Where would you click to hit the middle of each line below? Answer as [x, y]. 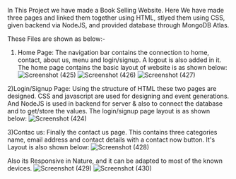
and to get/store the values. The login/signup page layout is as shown [109, 111]
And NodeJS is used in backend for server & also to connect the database [115, 104]
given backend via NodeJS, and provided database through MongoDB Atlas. [118, 25]
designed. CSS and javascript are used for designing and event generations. [118, 96]
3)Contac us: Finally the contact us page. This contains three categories [112, 132]
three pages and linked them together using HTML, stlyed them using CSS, [116, 18]
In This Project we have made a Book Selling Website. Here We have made [116, 10]
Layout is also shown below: [48, 147]
